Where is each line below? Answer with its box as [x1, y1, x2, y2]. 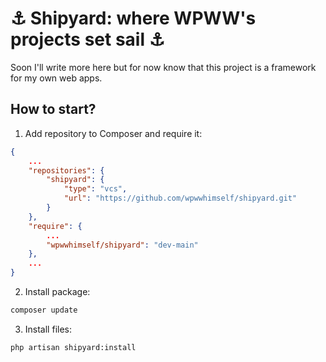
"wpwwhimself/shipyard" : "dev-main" [46, 240, 199, 250]
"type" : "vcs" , [63, 184, 128, 194]
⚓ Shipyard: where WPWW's [10, 7, 257, 30]
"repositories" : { [28, 165, 105, 176]
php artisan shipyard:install [10, 342, 137, 352]
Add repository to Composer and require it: [24, 127, 203, 139]
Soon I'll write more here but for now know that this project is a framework [10, 61, 317, 73]
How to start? [10, 101, 97, 118]
